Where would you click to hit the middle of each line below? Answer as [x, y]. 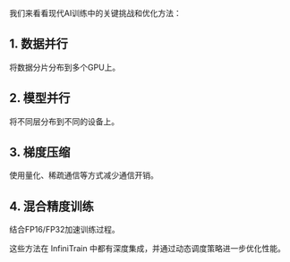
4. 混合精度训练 [51, 206]
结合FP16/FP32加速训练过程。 [65, 230]
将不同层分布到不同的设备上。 [64, 121]
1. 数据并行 [39, 44]
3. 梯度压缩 [40, 152]
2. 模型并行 [40, 98]
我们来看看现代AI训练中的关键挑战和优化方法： [95, 13]
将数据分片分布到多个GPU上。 [65, 67]
